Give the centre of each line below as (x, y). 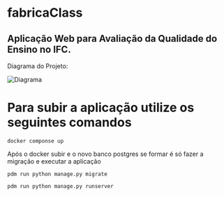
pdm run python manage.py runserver (60, 186)
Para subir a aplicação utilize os (101, 108)
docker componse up (36, 141)
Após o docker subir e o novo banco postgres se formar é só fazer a (105, 154)
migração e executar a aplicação (54, 161)
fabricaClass (45, 13)
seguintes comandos (69, 123)
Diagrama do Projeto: (38, 66)
